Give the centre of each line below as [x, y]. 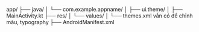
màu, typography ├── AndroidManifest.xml [60, 22]
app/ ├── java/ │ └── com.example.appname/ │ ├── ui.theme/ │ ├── [94, 9]
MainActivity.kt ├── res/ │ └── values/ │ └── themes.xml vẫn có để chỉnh [99, 16]
